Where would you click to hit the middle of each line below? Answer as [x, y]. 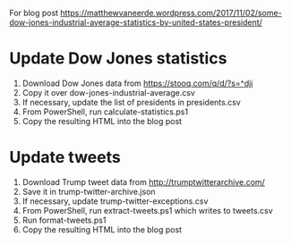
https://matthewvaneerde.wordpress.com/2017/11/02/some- [171, 13]
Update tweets [65, 158]
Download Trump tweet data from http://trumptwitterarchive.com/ [144, 181]
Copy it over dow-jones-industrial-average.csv [108, 92]
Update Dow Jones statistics [118, 59]
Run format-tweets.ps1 [64, 220]
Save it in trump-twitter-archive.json [89, 191]
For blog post [34, 13]
